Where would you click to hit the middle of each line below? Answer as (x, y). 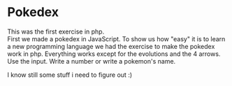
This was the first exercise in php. (56, 31)
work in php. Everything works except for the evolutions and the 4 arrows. (114, 54)
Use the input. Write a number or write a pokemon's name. (92, 61)
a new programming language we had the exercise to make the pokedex (111, 46)
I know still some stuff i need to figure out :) (70, 75)
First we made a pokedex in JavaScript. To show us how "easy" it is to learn (116, 38)
